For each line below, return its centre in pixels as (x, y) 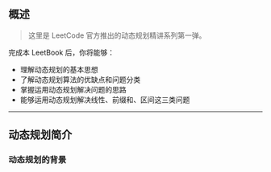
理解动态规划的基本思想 (59, 69)
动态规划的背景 (38, 160)
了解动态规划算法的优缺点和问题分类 (80, 80)
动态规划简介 (40, 135)
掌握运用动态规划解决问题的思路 (73, 89)
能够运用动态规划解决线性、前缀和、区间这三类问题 (105, 100)
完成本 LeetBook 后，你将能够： (62, 52)
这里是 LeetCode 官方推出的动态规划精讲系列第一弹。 (117, 35)
